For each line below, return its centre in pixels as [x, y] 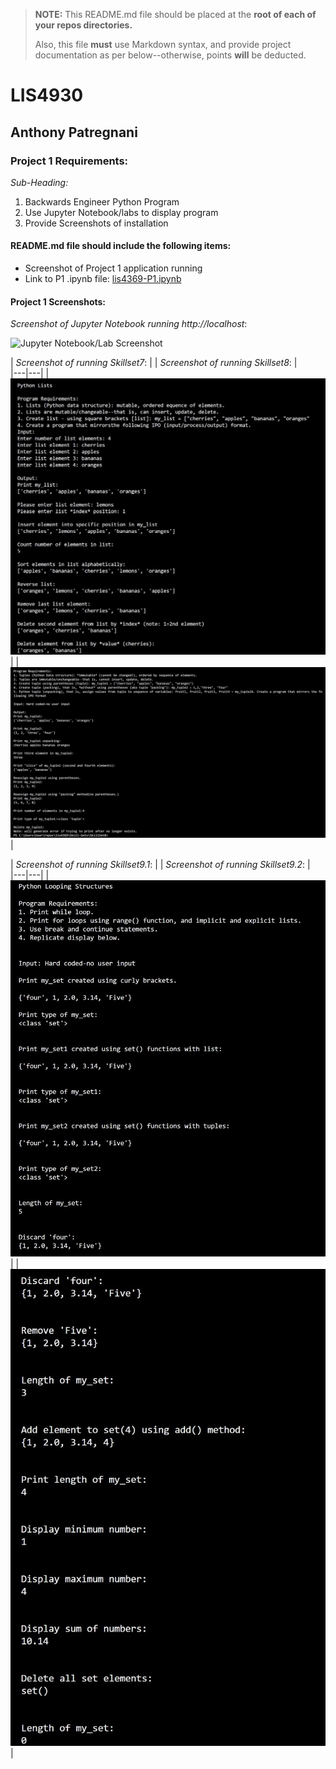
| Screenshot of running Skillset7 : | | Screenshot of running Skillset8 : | [154, 363]
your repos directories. [83, 25]
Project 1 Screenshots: [58, 301]
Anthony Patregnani [74, 132]
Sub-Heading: [39, 182]
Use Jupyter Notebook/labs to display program [121, 212]
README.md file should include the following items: [121, 246]
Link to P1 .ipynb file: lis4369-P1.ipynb [103, 279]
